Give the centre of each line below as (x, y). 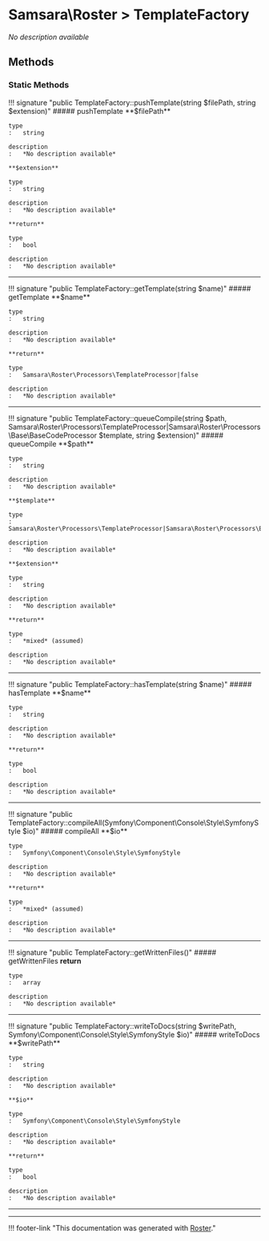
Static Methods (39, 85)
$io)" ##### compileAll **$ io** (75, 831)
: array (25, 982)
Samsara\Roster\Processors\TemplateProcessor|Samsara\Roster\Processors (134, 426)
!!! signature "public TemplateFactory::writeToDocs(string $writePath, (122, 1026)
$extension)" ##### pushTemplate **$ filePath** (90, 111)
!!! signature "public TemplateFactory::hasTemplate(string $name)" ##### (130, 684)
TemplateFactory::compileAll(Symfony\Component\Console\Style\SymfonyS (133, 823)
